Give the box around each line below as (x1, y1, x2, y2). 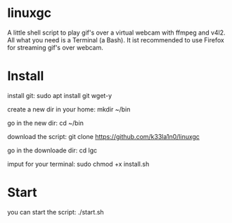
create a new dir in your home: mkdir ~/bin (7, 104, 131, 114)
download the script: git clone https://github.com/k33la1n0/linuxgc (7, 132, 200, 140)
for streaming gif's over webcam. (7, 43, 103, 52)
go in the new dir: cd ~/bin (7, 119, 84, 127)
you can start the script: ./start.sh (7, 207, 104, 216)
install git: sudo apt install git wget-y (7, 91, 112, 100)
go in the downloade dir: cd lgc (7, 146, 98, 155)
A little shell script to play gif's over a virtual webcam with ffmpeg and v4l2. (7, 28, 226, 37)
